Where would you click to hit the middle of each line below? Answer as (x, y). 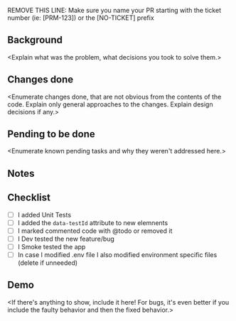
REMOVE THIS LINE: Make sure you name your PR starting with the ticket (114, 10)
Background (35, 40)
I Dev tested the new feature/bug (66, 239)
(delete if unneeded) (48, 263)
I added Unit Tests (44, 214)
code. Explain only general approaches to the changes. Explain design (110, 104)
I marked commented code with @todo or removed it (95, 231)
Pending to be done (52, 134)
